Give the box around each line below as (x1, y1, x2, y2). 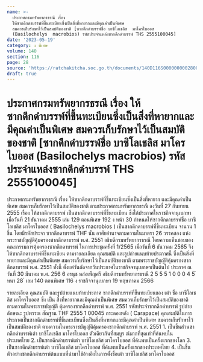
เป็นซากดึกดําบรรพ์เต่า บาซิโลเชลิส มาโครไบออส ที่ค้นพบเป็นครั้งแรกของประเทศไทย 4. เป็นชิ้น (7, 343, 192, 351)
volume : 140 (7, 48, 37, 54)
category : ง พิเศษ (7, 43, 48, 49)
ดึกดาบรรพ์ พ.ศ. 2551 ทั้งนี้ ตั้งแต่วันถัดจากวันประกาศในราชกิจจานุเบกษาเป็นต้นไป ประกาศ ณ (7, 264, 192, 271)
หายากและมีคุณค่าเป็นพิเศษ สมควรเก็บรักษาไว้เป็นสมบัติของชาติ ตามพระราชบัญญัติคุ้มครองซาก (7, 257, 192, 264)
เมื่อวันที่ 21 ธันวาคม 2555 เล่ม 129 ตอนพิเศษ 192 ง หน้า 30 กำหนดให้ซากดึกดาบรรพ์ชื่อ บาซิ (7, 216, 196, 223)
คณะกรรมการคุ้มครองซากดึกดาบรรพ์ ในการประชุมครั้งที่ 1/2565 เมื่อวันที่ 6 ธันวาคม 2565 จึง (7, 243, 193, 250)
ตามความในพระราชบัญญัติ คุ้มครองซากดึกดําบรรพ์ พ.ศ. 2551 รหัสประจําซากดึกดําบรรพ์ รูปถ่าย (7, 303, 192, 310)
